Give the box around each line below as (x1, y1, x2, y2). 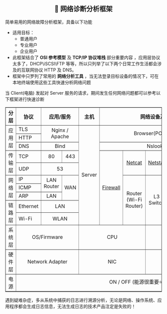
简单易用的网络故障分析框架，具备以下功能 (5, 19, 92, 25)
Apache (51, 133, 70, 140)
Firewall (102, 184, 121, 191)
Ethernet (18, 203, 39, 210)
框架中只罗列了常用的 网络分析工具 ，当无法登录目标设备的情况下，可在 (12, 73, 159, 79)
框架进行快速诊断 (9, 96, 45, 102)
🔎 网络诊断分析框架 (54, 4, 113, 13)
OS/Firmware (32, 233, 63, 240)
